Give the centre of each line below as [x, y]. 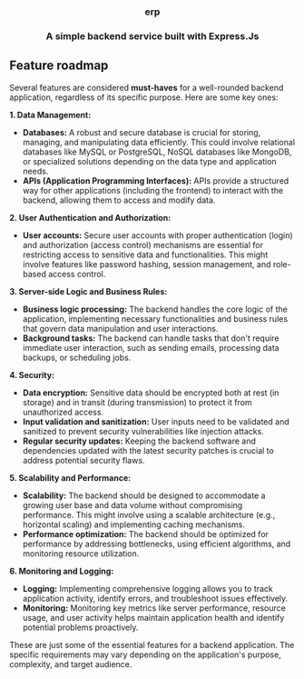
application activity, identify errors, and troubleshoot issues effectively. [155, 598]
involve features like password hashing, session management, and [147, 264]
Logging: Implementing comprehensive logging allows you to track [148, 588]
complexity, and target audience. [71, 664]
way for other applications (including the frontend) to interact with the [153, 190]
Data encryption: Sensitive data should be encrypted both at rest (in [151, 393]
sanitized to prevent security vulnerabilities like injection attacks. [143, 431]
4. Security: [32, 374]
